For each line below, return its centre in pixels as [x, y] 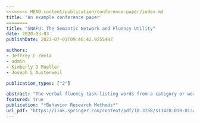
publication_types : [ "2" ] [38, 83]
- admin [16, 61]
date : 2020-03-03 [28, 34]
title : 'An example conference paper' [54, 17]
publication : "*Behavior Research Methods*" [62, 105]
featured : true [25, 100]
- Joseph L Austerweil [34, 72]
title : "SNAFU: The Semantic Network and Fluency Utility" [81, 28]
